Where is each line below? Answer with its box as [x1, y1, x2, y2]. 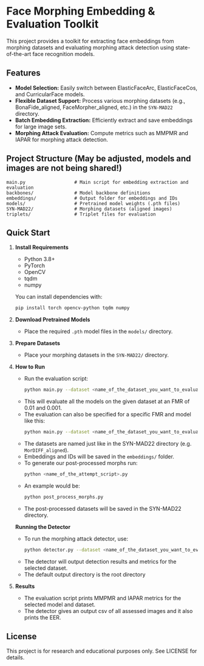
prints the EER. [24, 614, 61, 621]
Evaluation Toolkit [6, 17, 99, 31]
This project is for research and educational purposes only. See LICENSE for [6, 647, 197, 655]
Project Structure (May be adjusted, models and [6, 153, 191, 164]
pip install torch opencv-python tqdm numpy [15, 305, 130, 311]
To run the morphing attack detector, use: [24, 535, 129, 542]
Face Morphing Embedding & [6, 4, 155, 18]
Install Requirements [15, 244, 69, 251]
